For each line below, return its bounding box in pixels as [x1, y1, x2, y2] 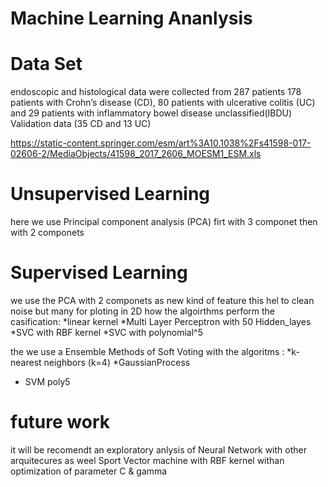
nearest [10, 357, 42, 368]
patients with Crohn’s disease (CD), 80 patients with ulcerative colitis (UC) [10, 97, 316, 109]
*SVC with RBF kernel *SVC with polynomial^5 [10, 327, 203, 338]
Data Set [10, 53, 83, 76]
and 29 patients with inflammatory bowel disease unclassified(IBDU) [10, 107, 293, 119]
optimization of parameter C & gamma [10, 465, 168, 477]
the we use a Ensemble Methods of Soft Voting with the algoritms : [10, 346, 285, 357]
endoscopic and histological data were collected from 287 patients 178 [10, 86, 302, 98]
